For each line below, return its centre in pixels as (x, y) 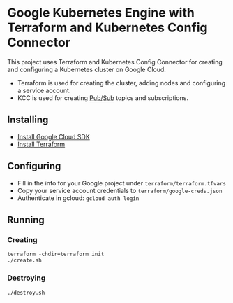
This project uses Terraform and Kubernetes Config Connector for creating (115, 62)
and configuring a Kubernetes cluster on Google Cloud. (87, 69)
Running (26, 219)
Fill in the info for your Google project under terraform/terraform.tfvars (122, 183)
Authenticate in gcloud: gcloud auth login (78, 198)
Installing (28, 120)
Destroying (27, 278)
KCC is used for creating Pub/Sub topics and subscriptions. (103, 98)
